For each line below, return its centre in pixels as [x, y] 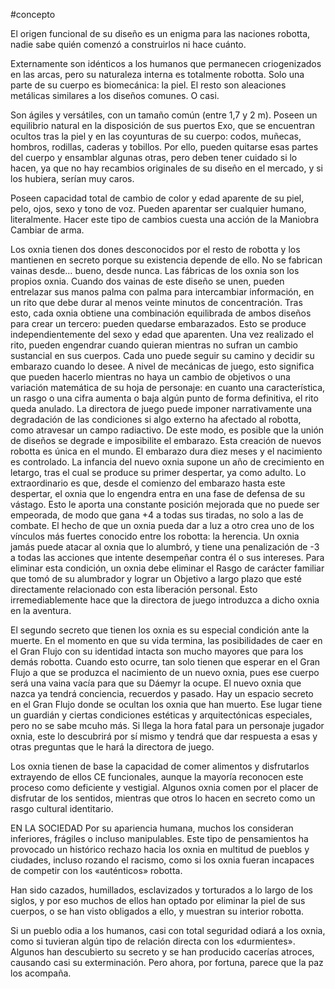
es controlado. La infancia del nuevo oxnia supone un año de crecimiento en [167, 462]
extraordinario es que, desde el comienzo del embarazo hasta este [148, 483]
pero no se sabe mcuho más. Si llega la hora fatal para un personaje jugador [167, 725]
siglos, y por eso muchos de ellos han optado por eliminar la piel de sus [158, 900]
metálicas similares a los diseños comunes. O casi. [115, 95]
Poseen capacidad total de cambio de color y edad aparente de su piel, [157, 198]
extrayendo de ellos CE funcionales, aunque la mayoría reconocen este [157, 777]
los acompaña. [41, 973]
